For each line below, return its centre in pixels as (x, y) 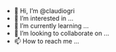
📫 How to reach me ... (46, 41)
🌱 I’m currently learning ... (51, 26)
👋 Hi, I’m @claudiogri (44, 11)
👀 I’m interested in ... (44, 18)
